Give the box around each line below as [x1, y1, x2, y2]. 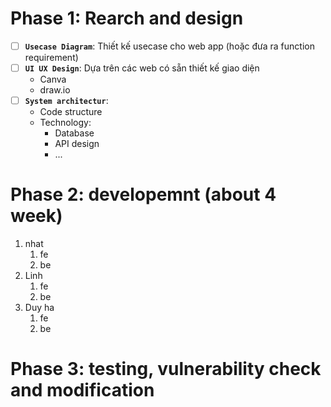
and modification [10, 379, 155, 402]
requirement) [24, 52, 79, 63]
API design [54, 138, 100, 150]
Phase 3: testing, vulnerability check [10, 358, 322, 381]
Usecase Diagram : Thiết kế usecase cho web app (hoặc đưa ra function [24, 40, 315, 52]
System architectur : [24, 95, 109, 107]
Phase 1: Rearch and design [10, 7, 244, 30]
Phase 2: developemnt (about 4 [10, 183, 277, 206]
